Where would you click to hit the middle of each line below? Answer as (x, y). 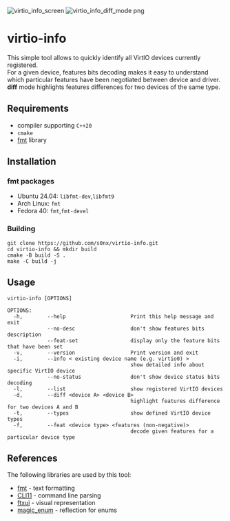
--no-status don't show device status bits (134, 377)
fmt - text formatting (46, 488)
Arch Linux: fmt (39, 204)
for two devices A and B (43, 407)
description (24, 335)
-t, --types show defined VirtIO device (112, 413)
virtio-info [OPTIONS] (40, 298)
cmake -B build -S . (37, 255)
